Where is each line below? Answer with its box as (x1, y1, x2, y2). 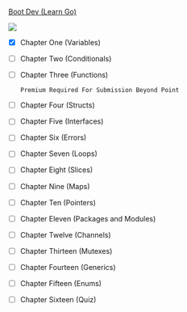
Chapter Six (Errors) (19, 133, 87, 142)
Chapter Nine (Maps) (19, 181, 90, 191)
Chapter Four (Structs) (19, 100, 95, 110)
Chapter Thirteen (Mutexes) (19, 246, 113, 255)
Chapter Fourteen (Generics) (19, 262, 116, 272)
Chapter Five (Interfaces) (19, 116, 104, 126)
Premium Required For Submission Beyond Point (19, 86, 180, 95)
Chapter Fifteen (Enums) (19, 278, 102, 288)
